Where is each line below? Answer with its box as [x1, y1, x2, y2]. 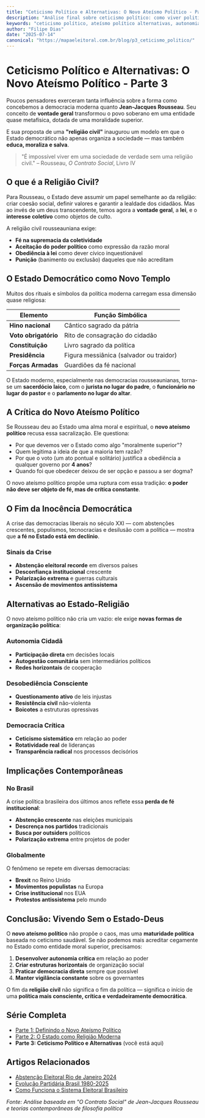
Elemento [20, 311, 48, 319]
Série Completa [6, 1010, 67, 1020]
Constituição [9, 341, 48, 349]
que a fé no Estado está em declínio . [6, 532, 99, 540]
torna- [182, 376, 198, 383]
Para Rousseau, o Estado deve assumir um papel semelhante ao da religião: [6, 193, 197, 200]
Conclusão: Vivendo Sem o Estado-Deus [6, 913, 164, 924]
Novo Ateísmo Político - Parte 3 [6, 77, 168, 90]
